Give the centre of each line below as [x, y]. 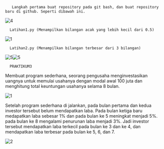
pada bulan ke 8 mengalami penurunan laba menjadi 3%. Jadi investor [77, 121]
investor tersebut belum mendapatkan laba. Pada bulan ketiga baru [74, 111]
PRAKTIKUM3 [21, 67]
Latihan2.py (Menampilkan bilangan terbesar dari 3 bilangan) [75, 48]
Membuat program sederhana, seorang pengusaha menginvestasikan [77, 75]
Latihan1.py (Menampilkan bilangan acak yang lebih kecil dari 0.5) [82, 30]
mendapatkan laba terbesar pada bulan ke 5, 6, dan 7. [60, 132]
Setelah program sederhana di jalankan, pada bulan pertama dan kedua [78, 105]
